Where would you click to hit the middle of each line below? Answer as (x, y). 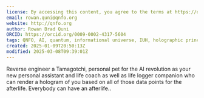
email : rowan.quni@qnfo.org (42, 18)
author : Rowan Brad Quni (38, 29)
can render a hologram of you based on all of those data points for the (94, 82)
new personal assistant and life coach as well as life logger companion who (101, 75)
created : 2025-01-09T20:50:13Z (46, 46)
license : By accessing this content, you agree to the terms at (89, 12)
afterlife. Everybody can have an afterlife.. (59, 88)
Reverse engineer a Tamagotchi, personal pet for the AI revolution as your (99, 69)
